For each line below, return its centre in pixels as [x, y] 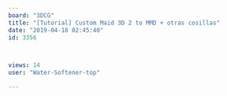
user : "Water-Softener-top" [54, 73]
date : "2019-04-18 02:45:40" [56, 30]
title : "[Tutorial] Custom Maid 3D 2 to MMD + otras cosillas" [114, 23]
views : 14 [24, 65]
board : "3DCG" [32, 15]
